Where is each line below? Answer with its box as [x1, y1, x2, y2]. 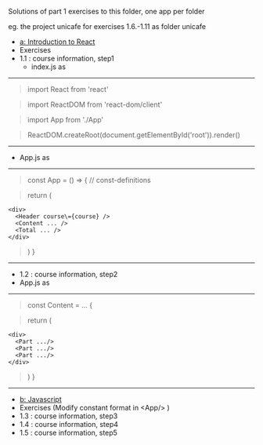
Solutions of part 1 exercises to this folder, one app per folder [8, 7, 205, 16]
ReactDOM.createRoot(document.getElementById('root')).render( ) [27, 130, 241, 140]
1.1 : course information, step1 [19, 54, 115, 63]
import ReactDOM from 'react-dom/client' [27, 100, 163, 109]
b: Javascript [19, 395, 62, 403]
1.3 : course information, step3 [19, 411, 118, 421]
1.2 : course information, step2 [19, 270, 118, 279]
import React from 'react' [27, 85, 109, 93]
